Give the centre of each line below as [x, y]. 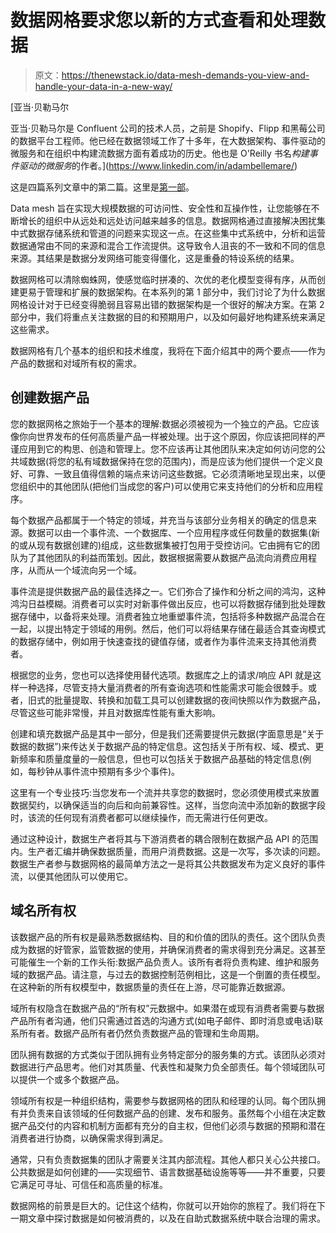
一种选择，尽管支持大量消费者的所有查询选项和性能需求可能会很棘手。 [163, 687]
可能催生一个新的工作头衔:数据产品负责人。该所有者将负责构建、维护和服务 [165, 962]
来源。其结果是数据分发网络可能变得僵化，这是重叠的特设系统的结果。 [155, 258]
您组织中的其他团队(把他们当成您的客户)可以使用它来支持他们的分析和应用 [162, 486]
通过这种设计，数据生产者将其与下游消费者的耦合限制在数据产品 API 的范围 [164, 838]
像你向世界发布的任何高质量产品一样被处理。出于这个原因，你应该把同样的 [163, 436]
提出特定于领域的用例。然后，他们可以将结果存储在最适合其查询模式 [185, 628]
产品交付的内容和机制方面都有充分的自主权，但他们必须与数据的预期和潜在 [172, 1125]
